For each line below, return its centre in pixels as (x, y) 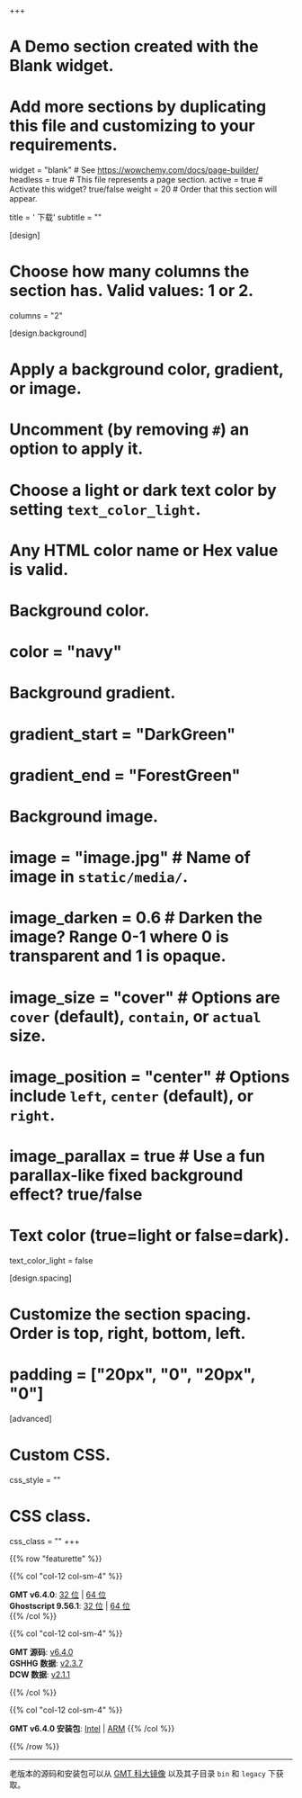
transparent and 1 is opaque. (118, 956)
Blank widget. (62, 66)
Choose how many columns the (129, 272)
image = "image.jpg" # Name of (130, 858)
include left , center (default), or (132, 1096)
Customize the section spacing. (130, 1314)
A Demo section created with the (134, 47)
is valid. (39, 569)
